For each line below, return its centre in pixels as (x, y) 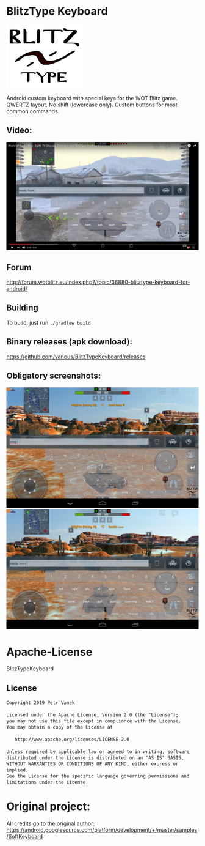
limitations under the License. (47, 782)
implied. (17, 770)
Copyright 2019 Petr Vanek (41, 703)
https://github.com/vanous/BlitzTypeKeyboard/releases (76, 357)
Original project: (48, 807)
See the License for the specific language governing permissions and (98, 776)
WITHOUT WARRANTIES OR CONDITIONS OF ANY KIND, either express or (92, 764)
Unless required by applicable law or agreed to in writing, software (98, 752)
